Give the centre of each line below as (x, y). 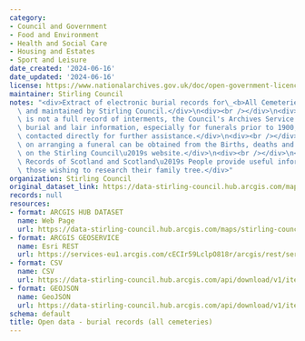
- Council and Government (58, 26)
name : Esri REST (48, 246)
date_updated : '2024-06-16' (63, 77)
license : (26, 85)
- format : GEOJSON (44, 288)
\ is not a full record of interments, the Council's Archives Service (156, 119)
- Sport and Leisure (49, 60)
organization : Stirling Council (70, 178)
